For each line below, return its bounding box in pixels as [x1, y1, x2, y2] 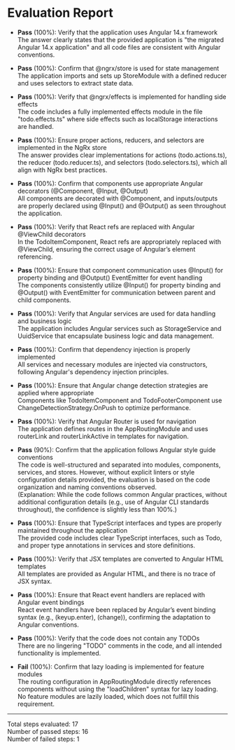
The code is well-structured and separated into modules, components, [17, 461, 221, 469]
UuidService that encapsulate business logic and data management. [17, 332, 215, 340]
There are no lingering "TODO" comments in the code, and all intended [17, 641, 222, 650]
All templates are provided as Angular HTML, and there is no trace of [17, 569, 215, 578]
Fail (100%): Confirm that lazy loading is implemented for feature [17, 662, 205, 671]
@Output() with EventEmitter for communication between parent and [17, 288, 215, 296]
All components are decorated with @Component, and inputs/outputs [17, 194, 218, 203]
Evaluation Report [7, 5, 113, 21]
